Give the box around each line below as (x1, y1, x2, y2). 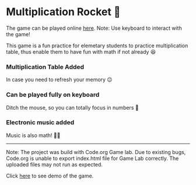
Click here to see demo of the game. (6, 172, 94, 179)
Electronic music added (6, 118, 75, 127)
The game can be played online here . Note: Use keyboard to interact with (6, 25, 182, 32)
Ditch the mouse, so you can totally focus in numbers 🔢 (6, 104, 139, 111)
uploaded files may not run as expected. (6, 160, 103, 168)
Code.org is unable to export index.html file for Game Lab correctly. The (6, 155, 179, 162)
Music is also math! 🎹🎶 (6, 131, 61, 139)
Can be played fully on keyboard (6, 90, 100, 99)
